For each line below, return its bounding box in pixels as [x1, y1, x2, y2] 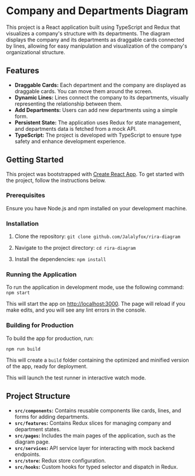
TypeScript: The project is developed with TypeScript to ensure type [14, 131, 182, 138]
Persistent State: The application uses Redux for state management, [14, 119, 181, 126]
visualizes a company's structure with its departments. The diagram [6, 29, 170, 37]
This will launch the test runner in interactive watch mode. [6, 374, 146, 381]
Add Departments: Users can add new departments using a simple [14, 106, 178, 113]
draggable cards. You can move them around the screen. [14, 87, 153, 95]
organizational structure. [6, 48, 66, 55]
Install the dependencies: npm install [14, 256, 106, 263]
